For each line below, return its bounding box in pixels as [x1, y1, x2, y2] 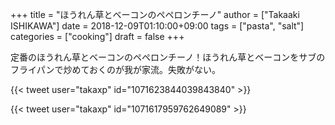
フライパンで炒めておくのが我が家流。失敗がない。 [10, 64, 221, 75]
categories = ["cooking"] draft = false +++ [10, 31, 185, 42]
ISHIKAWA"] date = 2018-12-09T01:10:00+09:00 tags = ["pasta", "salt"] [10, 20, 305, 32]
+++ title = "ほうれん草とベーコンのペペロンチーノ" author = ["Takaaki [10, 9, 300, 20]
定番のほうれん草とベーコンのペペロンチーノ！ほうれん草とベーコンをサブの [10, 51, 326, 63]
